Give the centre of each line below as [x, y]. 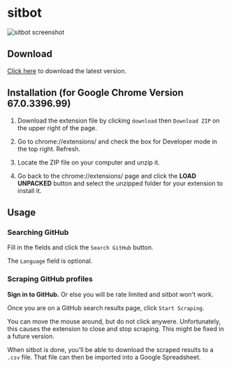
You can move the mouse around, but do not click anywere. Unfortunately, [114, 321]
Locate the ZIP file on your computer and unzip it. [89, 162]
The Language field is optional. [50, 261]
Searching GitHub [38, 232]
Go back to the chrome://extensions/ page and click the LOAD [107, 176]
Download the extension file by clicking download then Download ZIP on [118, 121]
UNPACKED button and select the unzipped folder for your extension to [120, 183]
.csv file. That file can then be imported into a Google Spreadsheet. [104, 357]
